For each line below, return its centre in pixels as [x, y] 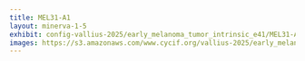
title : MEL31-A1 [40, 17]
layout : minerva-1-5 [49, 26]
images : [24, 43]
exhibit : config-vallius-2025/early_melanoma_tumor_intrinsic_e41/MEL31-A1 [156, 34]
